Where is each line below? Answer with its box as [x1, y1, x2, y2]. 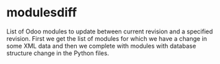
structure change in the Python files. [6, 49, 110, 57]
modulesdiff [6, 5, 77, 20]
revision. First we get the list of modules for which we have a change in [6, 34, 207, 42]
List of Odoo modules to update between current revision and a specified [6, 27, 213, 35]
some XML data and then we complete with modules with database [6, 42, 197, 50]
